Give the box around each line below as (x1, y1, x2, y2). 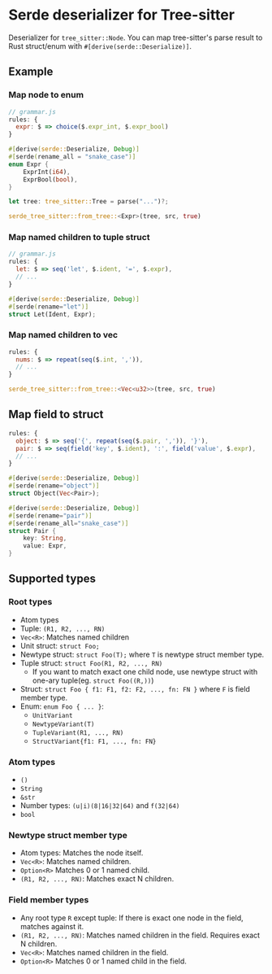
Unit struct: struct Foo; (19, 640, 100, 650)
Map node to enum (8, 90, 84, 101)
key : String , (23, 535, 67, 543)
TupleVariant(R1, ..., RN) (32, 728, 124, 737)
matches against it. (19, 921, 84, 931)
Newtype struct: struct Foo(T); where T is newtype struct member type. (19, 649, 265, 659)
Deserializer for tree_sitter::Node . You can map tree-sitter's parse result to (8, 33, 263, 42)
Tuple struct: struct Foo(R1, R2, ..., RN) (19, 657, 163, 668)
